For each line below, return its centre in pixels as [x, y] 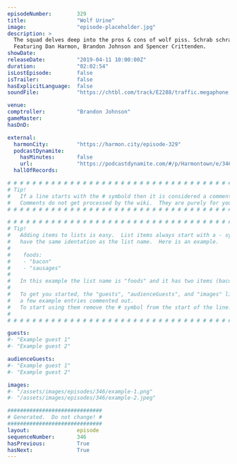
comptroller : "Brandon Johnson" [69, 112]
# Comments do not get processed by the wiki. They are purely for [113, 203]
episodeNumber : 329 [47, 14]
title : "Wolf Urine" [61, 20]
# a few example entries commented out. [71, 300]
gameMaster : [25, 118]
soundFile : [23, 92]
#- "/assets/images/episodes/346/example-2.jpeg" [82, 398]
